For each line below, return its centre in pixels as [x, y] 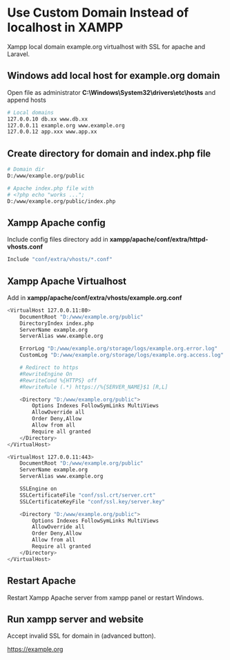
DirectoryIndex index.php [57, 323]
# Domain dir [26, 170]
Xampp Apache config [56, 223]
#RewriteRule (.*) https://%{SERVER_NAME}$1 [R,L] [94, 387]
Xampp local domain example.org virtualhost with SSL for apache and [106, 46]
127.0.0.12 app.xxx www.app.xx [52, 132]
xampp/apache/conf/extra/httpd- [159, 240]
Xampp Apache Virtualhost [67, 281]
